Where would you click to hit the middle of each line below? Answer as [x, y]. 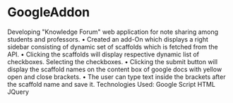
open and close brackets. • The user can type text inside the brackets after [116, 77]
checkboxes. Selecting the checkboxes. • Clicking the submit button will [112, 61]
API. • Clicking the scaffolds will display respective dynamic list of [103, 54]
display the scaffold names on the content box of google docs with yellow [115, 69]
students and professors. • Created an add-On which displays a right [108, 39]
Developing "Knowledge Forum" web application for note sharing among [113, 32]
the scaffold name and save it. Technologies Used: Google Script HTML [111, 84]
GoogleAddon [49, 12]
